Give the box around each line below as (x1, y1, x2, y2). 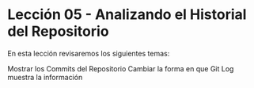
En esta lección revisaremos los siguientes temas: (7, 48, 170, 58)
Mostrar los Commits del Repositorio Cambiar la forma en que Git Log (7, 63, 234, 73)
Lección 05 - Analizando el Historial (7, 6, 247, 24)
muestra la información (7, 72, 83, 82)
